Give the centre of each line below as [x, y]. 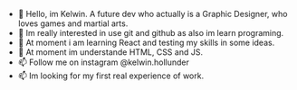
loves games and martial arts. [73, 23]
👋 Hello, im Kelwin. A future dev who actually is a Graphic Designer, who [153, 14]
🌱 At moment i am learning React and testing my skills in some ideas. [146, 42]
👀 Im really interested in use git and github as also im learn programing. [151, 33]
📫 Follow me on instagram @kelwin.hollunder [104, 62]
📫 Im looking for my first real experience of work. [111, 76]
